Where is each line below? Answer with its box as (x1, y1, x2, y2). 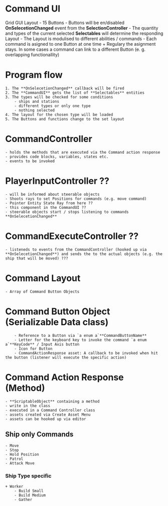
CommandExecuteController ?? (5, 230, 139, 241)
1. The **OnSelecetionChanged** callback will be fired (5, 86, 124, 91)
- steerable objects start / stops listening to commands (5, 209, 129, 214)
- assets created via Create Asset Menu (5, 412, 91, 417)
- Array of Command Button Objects (5, 289, 80, 294)
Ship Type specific (5, 472, 52, 479)
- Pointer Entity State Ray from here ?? (5, 200, 93, 206)
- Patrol (5, 456, 24, 462)
